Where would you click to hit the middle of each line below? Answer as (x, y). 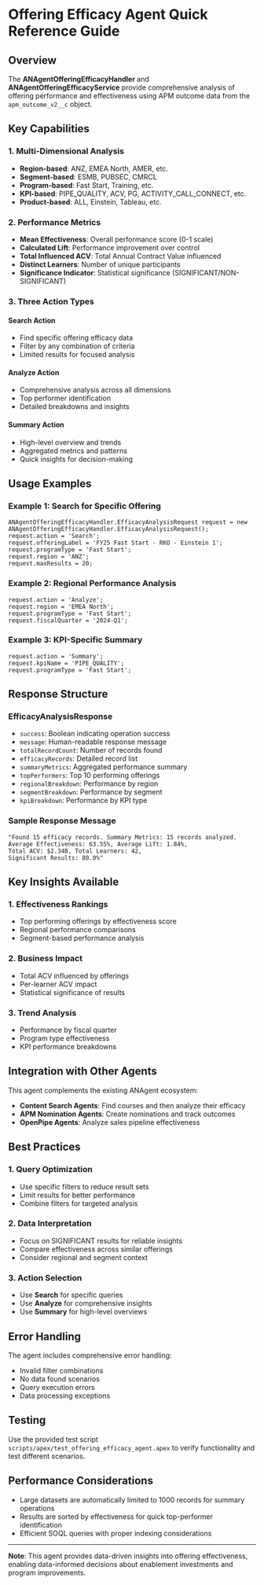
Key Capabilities (49, 129)
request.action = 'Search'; (54, 536)
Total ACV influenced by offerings (74, 975)
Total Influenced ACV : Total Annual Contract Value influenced (120, 256)
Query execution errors (57, 1387)
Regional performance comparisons (77, 930)
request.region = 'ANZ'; (49, 557)
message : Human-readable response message (93, 742)
